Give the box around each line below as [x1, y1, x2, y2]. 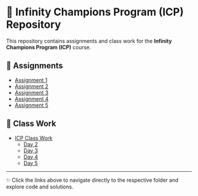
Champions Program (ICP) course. [6, 44, 91, 51]
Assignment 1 [14, 76, 48, 83]
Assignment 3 [14, 89, 49, 96]
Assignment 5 [14, 102, 49, 109]
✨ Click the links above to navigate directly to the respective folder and [6, 177, 179, 184]
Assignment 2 [14, 83, 49, 90]
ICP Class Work [14, 134, 53, 141]
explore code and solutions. [6, 183, 74, 190]
